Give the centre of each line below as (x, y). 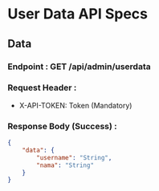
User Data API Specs (78, 14)
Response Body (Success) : (62, 126)
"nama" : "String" (65, 165)
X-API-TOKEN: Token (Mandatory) (75, 105)
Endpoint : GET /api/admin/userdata (79, 67)
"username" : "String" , (74, 157)
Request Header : (42, 87)
